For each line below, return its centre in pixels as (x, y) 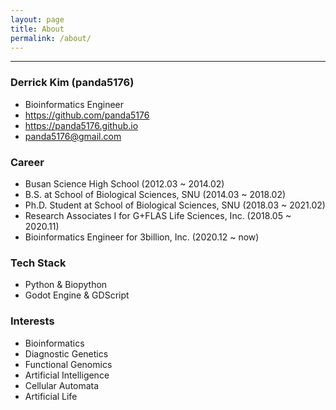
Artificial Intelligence (67, 375)
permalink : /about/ (51, 38)
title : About (37, 29)
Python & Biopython (66, 285)
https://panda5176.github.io (81, 125)
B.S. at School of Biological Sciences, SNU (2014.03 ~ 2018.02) (155, 194)
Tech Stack (38, 263)
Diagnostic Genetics (66, 353)
